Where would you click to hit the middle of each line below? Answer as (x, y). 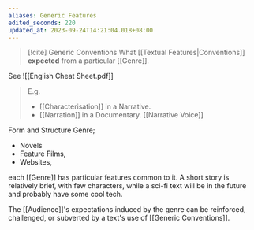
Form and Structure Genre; (52, 130)
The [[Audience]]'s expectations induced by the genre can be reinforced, (127, 210)
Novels (31, 146)
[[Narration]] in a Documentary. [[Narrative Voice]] (121, 115)
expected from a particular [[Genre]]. (88, 61)
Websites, (36, 162)
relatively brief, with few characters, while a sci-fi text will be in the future (127, 186)
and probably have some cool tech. (65, 195)
